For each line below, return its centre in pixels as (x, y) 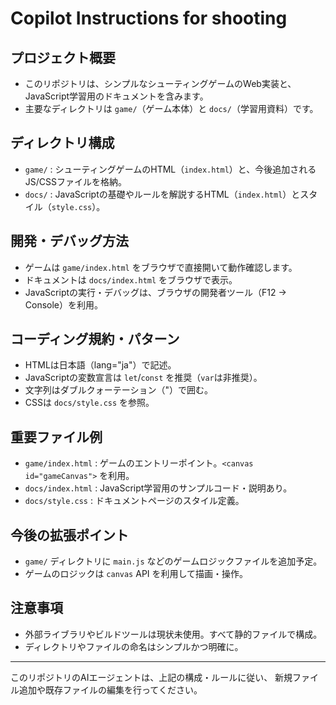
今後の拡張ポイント (69, 535)
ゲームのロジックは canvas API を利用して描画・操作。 (136, 574)
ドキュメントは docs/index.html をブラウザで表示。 (131, 279)
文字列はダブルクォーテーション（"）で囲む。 (119, 390)
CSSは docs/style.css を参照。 (89, 403)
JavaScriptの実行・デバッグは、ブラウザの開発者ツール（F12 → (155, 292)
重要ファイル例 (56, 437)
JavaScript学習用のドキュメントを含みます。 (116, 96)
